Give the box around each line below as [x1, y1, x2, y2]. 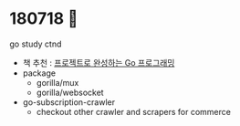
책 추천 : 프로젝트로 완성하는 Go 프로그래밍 [22, 57, 175, 68]
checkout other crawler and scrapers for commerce [36, 106, 231, 117]
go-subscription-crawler [22, 96, 116, 108]
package [22, 68, 57, 79]
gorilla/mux [36, 77, 79, 88]
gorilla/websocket [36, 87, 104, 98]
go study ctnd [9, 38, 62, 49]
